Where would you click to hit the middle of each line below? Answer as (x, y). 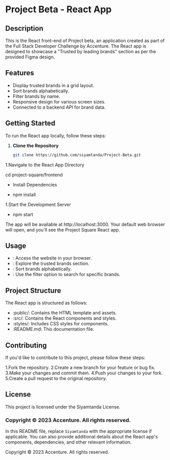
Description (24, 28)
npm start (23, 214)
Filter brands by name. (36, 96)
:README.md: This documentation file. (53, 329)
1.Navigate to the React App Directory (45, 164)
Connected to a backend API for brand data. (59, 107)
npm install (24, 194)
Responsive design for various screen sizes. (59, 101)
